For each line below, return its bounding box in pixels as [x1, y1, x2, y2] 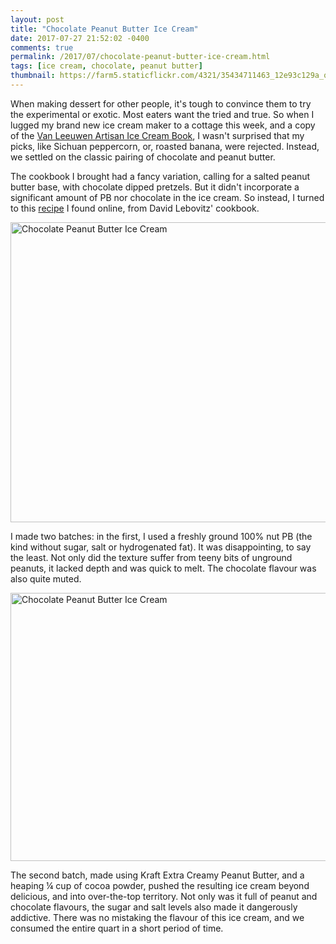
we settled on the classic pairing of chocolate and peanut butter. [10, 151, 276, 163]
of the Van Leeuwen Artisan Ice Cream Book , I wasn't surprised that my [10, 129, 305, 141]
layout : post [10, 14, 65, 25]
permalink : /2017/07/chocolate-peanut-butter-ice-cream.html [10, 52, 271, 62]
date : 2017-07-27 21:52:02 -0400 [10, 33, 150, 43]
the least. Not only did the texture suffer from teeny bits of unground [10, 551, 293, 563]
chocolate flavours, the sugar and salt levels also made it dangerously [10, 901, 298, 913]
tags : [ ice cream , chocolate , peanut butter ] [10, 61, 203, 71]
